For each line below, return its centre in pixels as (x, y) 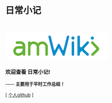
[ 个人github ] (19, 95)
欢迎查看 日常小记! (28, 72)
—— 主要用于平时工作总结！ (35, 84)
